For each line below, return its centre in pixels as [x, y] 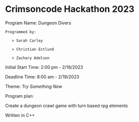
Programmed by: [21, 32]
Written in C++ [20, 115]
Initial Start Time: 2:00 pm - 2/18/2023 [44, 67]
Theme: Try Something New [34, 86]
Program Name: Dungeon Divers [38, 23]
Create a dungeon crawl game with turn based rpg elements [67, 106]
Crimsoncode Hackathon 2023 [70, 9]
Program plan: [20, 96]
